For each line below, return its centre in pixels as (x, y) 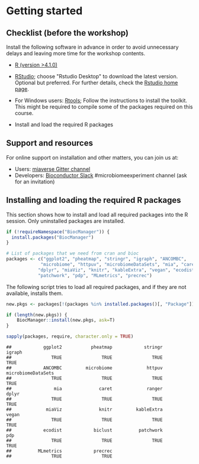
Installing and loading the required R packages (94, 200)
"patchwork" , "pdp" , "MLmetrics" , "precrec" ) (95, 275)
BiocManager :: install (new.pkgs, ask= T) (66, 320)
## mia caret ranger (84, 389)
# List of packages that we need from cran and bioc (73, 253)
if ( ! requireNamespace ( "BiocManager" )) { (58, 232)
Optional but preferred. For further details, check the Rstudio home (96, 82)
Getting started (44, 11)
